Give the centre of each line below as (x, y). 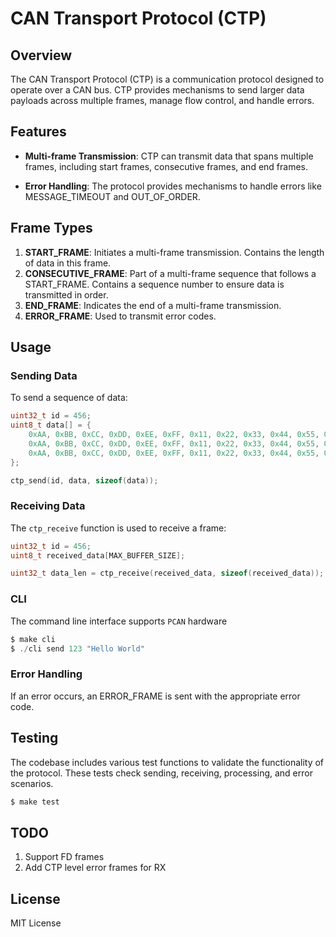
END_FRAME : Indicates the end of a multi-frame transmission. (153, 305)
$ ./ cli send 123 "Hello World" (77, 648)
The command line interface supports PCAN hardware (119, 621)
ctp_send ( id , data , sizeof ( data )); (84, 480)
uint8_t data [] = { (51, 425)
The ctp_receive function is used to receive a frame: (118, 528)
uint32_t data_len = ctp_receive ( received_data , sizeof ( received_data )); (167, 573)
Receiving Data (48, 506)
